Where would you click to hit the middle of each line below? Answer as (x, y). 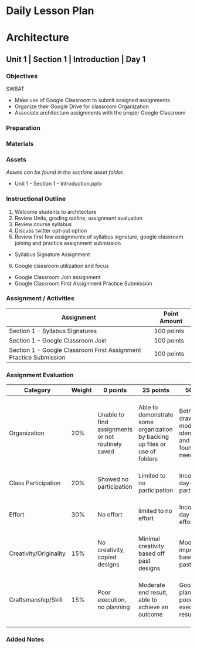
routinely (110, 444)
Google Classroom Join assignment (57, 277)
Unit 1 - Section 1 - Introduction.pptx (58, 184)
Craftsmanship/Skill (36, 600)
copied (107, 558)
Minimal (149, 539)
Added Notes (25, 640)
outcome (150, 615)
